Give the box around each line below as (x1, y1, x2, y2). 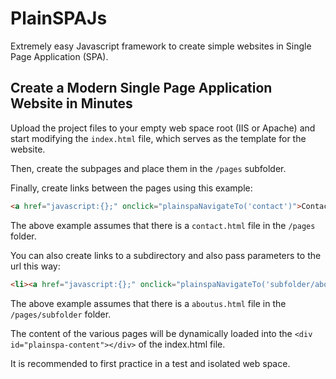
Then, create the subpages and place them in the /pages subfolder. (10, 162, 287, 174)
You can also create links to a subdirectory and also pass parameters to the (10, 249, 322, 261)
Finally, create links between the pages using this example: (10, 182, 253, 194)
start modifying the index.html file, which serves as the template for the (10, 132, 307, 144)
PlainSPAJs (10, 7, 108, 30)
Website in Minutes (10, 95, 133, 112)
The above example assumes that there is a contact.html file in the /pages (10, 219, 316, 231)
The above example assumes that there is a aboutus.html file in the (10, 297, 287, 309)
